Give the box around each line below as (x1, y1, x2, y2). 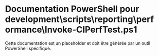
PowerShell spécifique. (5, 45, 51, 51)
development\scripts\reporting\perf (5, 14, 154, 25)
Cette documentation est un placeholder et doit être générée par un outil (5, 40, 151, 46)
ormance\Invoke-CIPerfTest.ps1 (5, 24, 138, 35)
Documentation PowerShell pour (5, 3, 140, 15)
